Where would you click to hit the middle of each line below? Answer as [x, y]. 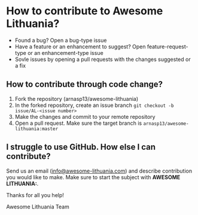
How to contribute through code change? [85, 85]
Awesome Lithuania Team [38, 207]
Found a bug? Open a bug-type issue [61, 40]
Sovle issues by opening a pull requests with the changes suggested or [103, 59]
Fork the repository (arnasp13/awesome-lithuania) [77, 99]
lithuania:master [36, 129]
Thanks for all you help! [35, 195]
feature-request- [167, 47]
